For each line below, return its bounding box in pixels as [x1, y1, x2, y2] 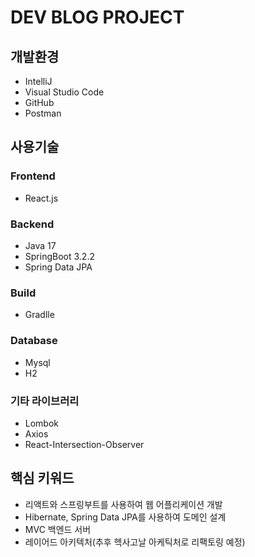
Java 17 [24, 239, 57, 251]
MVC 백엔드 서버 [24, 523, 92, 535]
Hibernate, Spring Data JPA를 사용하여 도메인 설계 [24, 511, 227, 523]
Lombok [24, 417, 60, 429]
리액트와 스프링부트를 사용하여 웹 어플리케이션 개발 [24, 498, 223, 510]
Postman [24, 107, 62, 119]
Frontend [10, 169, 56, 183]
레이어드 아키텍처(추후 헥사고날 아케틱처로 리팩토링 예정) [24, 536, 246, 548]
